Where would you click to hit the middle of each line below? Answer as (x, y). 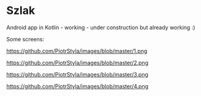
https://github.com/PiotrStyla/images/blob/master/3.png (78, 74)
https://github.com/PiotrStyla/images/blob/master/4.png (78, 86)
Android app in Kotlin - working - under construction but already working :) (101, 27)
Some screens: (25, 39)
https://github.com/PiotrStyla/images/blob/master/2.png (78, 63)
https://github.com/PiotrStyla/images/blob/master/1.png (77, 51)
